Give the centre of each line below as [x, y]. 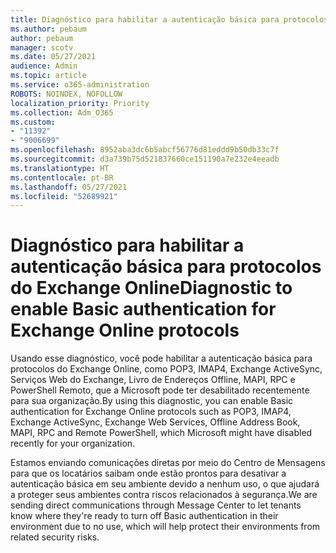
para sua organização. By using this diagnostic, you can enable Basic [152, 401]
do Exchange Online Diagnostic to [151, 288]
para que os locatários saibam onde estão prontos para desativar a [148, 473]
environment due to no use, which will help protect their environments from [165, 527]
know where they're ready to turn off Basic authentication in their [144, 516]
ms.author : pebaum [48, 29]
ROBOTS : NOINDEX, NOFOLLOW [66, 94]
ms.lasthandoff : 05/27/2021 [69, 187]
